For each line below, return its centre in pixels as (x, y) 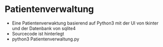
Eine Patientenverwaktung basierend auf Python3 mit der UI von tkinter (85, 23)
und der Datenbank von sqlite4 (44, 28)
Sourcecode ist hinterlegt (38, 33)
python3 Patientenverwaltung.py (45, 39)
